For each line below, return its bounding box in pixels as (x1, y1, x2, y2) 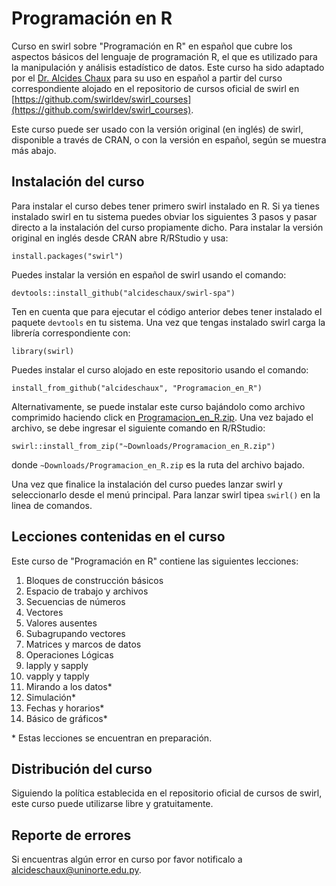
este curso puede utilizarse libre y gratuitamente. (11, 798, 214, 810)
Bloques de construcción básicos (25, 574, 164, 586)
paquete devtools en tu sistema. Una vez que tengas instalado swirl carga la (11, 316, 326, 328)
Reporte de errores (11, 827, 132, 844)
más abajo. (11, 144, 57, 156)
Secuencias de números (25, 595, 126, 607)
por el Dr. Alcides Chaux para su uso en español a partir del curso (11, 72, 283, 84)
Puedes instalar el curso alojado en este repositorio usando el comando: (11, 363, 309, 376)
